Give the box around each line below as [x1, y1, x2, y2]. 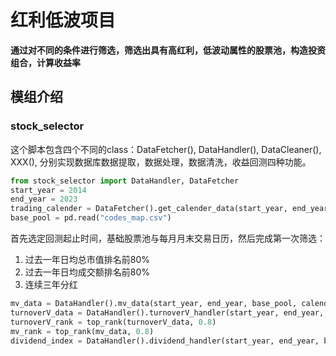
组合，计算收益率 [10, 56, 81, 68]
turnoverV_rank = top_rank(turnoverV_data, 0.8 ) [10, 317, 217, 327]
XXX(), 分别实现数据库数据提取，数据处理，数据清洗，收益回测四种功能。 [10, 156, 312, 168]
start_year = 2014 [10, 185, 87, 195]
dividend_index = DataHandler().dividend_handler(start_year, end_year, [10, 336, 320, 346]
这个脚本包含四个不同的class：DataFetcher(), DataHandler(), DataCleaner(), [10, 143, 322, 155]
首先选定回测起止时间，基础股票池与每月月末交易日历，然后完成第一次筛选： [10, 232, 326, 244]
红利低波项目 [10, 9, 117, 32]
